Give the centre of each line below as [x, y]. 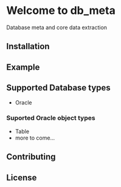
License [22, 178]
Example [23, 67]
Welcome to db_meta [61, 11]
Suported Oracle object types [51, 118]
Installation [28, 46]
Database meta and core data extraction [57, 27]
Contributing [31, 157]
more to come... [35, 138]
